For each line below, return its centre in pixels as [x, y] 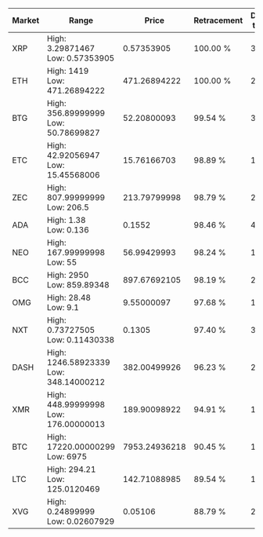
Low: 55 [62, 262]
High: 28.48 [69, 298]
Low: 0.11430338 [81, 340]
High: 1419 [68, 71]
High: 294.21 [71, 469]
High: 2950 [68, 275]
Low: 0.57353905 [81, 58]
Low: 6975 [67, 457]
